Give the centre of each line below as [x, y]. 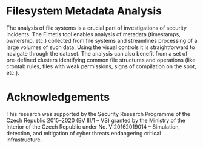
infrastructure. [24, 140]
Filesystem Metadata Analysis [84, 11]
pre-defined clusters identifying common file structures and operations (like [101, 60]
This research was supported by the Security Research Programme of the [98, 114]
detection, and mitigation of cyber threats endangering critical [84, 133]
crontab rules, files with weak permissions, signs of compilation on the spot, [101, 66]
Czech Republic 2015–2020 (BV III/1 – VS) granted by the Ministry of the [96, 120]
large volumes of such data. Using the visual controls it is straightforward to [101, 47]
